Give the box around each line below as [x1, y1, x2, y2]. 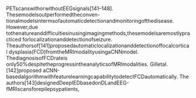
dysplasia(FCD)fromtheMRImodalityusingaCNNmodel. [8, 48, 139, 55]
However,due [6, 23, 38, 30]
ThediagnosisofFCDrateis [6, 55, 68, 61]
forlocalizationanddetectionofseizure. [22, 36, 113, 43]
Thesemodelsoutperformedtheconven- [6, 11, 101, 18]
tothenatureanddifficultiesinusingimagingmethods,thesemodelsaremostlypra [6, 30, 190, 37]
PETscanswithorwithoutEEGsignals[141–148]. [6, 5, 114, 12]
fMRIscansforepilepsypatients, [6, 86, 80, 92]
